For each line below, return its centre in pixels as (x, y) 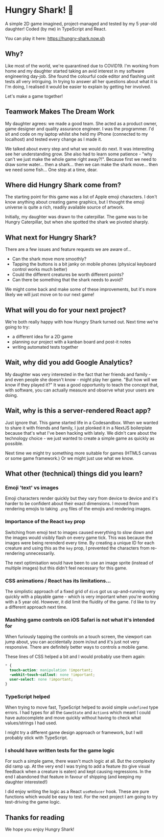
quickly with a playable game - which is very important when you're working (82, 597)
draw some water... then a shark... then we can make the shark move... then (82, 164)
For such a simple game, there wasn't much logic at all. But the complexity (80, 761)
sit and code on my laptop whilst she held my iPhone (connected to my (77, 134)
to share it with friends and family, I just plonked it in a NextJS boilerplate (79, 428)
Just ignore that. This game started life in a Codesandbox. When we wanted (82, 422)
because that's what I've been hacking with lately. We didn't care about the (81, 433)
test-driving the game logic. (33, 802)
